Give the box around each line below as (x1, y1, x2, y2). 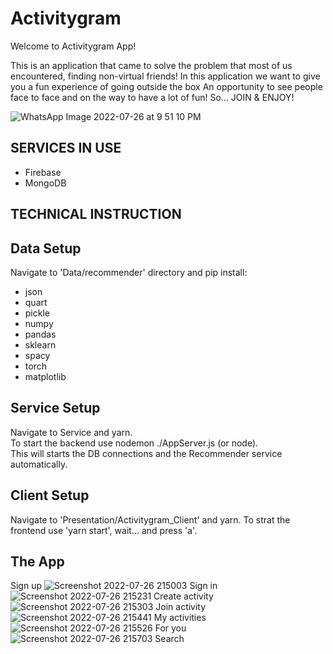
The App (10, 553, 65, 570)
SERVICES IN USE (10, 140, 122, 157)
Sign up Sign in (10, 580, 218, 592)
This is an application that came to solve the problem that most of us (10, 59, 293, 71)
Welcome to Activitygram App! (10, 40, 137, 52)
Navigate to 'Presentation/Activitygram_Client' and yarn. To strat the (10, 513, 291, 526)
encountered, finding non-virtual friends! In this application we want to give (10, 70, 321, 82)
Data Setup (10, 240, 82, 257)
